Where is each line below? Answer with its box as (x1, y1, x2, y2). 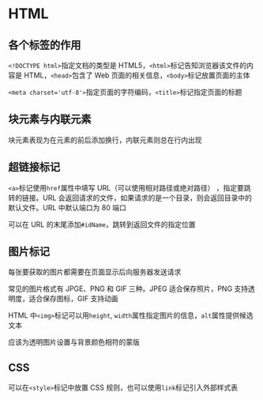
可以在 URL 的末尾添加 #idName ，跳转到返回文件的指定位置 (8, 219, 196, 229)
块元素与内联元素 (8, 112, 92, 126)
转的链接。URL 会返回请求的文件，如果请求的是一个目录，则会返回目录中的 (8, 193, 253, 202)
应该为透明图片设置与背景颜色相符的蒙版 (8, 338, 140, 347)
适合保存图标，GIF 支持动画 (28, 294, 118, 304)
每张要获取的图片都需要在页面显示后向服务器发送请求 (8, 267, 182, 277)
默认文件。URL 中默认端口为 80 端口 (8, 202, 126, 212)
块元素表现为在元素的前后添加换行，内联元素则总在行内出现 (8, 135, 202, 145)
